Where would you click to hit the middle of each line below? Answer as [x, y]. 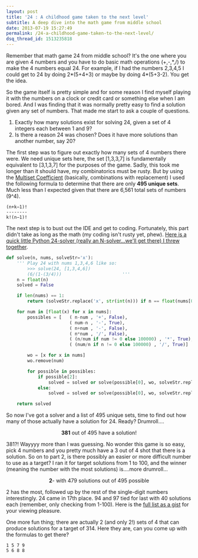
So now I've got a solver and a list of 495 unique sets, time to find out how [96, 415]
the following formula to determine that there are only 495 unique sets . [93, 184]
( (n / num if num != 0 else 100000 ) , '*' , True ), [131, 339]
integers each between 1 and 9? [53, 128]
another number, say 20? [45, 141]
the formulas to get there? [38, 535]
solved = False [35, 285]
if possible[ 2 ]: [57, 377]
